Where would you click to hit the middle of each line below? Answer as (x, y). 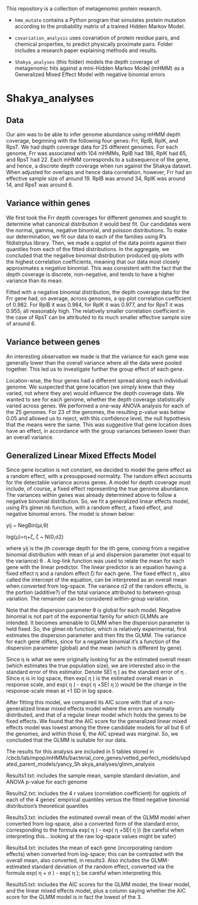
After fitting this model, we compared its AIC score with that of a (84, 702)
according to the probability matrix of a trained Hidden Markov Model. (100, 26)
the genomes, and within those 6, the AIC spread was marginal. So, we (92, 734)
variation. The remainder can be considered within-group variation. (88, 599)
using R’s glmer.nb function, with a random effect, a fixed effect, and (90, 508)
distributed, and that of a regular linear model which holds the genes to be (96, 715)
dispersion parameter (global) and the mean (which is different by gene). (95, 648)
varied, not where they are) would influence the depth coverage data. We (95, 393)
